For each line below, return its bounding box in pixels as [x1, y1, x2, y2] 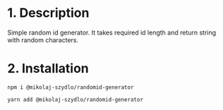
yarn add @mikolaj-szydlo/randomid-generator [7, 96, 143, 103]
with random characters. [7, 35, 79, 44]
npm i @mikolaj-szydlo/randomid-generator [7, 83, 134, 91]
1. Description [7, 5, 90, 21]
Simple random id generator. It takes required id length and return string [7, 28, 217, 37]
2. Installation [7, 61, 90, 77]
